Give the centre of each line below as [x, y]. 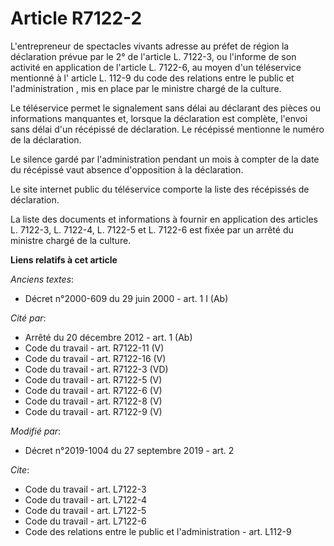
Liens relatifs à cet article [64, 259]
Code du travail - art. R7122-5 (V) [93, 379]
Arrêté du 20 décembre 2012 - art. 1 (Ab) [108, 337]
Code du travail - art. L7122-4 [86, 499]
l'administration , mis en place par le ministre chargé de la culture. [146, 88]
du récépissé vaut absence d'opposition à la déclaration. [127, 169]
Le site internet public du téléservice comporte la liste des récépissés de [160, 189]
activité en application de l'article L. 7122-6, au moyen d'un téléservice [156, 67]
